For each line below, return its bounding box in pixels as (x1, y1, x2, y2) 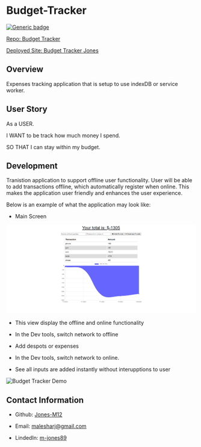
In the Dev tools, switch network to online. (14, 354, 120, 362)
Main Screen (14, 213, 47, 220)
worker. (6, 87, 25, 94)
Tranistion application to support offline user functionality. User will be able (6, 177, 193, 184)
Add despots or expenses (14, 342, 79, 350)
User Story (6, 104, 48, 114)
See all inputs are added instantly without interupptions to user (14, 366, 170, 373)
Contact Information (6, 395, 84, 405)
